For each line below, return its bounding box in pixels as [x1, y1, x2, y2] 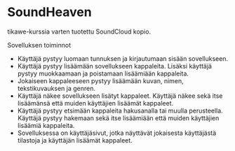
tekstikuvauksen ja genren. [17, 84, 96, 92]
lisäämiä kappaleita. [17, 121, 75, 129]
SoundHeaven [7, 4, 93, 20]
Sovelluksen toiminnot [7, 41, 72, 49]
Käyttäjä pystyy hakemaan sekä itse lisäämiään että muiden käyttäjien [17, 113, 220, 122]
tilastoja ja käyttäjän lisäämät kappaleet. [17, 136, 133, 144]
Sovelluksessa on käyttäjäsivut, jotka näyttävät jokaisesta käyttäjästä [17, 129, 217, 137]
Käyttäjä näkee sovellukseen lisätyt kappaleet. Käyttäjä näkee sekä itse [17, 92, 223, 100]
